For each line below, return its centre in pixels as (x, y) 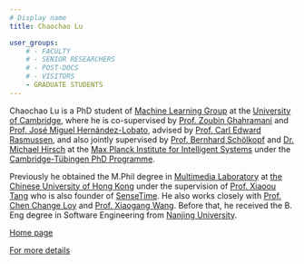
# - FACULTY (48, 51)
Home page (31, 232)
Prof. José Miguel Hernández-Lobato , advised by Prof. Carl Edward (135, 130)
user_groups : (34, 43)
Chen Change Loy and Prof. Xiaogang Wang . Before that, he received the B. (151, 205)
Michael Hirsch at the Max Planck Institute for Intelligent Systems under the (150, 149)
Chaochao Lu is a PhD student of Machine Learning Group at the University (150, 111)
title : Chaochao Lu (46, 26)
